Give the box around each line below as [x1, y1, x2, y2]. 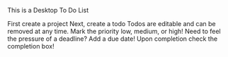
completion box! [7, 42, 55, 50]
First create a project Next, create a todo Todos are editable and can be [7, 20, 216, 27]
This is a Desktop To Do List [7, 6, 89, 14]
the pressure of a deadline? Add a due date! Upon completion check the [7, 34, 218, 43]
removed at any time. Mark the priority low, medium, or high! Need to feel [7, 27, 221, 35]
